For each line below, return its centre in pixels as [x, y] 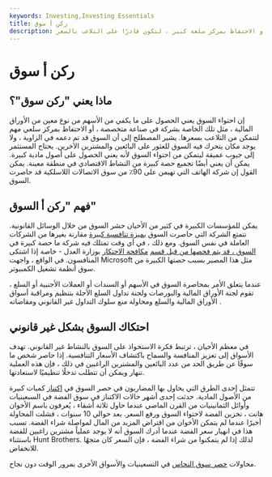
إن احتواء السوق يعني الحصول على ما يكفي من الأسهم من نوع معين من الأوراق [127, 120]
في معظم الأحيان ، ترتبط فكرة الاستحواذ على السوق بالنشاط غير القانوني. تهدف [129, 346]
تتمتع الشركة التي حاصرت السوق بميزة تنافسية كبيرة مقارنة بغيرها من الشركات [128, 234]
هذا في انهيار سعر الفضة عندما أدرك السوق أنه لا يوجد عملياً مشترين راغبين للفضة [131, 431]
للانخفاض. [24, 448]
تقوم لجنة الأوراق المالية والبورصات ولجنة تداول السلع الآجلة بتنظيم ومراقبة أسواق [132, 293]
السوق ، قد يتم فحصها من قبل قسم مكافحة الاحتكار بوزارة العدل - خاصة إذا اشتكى [133, 251]
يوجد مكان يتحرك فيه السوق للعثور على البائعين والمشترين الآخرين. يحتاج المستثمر [132, 146]
